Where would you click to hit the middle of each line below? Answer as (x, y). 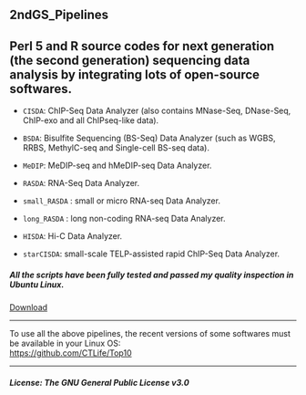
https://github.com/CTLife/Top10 (71, 353)
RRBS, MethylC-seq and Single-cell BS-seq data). (116, 148)
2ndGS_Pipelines (59, 15)
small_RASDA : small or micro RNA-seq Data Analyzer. (122, 201)
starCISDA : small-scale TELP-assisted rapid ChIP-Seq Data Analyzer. (151, 254)
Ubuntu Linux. (37, 284)
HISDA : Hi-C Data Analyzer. (72, 236)
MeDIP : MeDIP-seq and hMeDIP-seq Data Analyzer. (117, 166)
